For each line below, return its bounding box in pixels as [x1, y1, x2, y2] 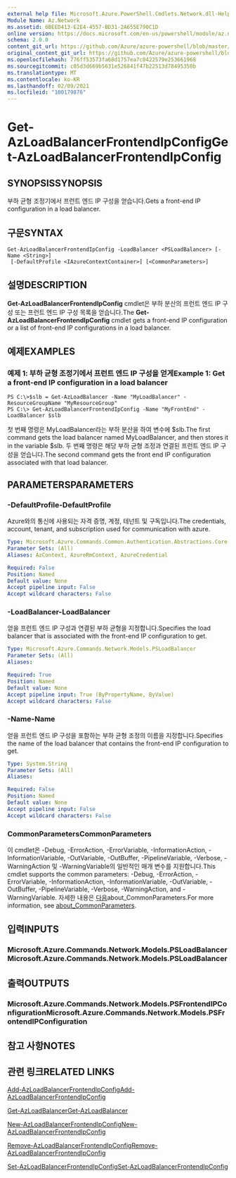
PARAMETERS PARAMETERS [7, 478, 134, 490]
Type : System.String [7, 760, 68, 767]
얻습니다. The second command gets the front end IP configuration [20, 450, 211, 459]
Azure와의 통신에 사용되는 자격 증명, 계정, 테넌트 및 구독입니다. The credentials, [7, 517, 226, 526]
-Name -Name [7, 714, 55, 724]
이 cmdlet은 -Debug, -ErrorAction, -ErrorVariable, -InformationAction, [7, 846, 207, 855]
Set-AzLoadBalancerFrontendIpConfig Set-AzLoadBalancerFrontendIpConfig [7, 1162, 228, 1170]
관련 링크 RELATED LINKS [7, 1066, 114, 1078]
